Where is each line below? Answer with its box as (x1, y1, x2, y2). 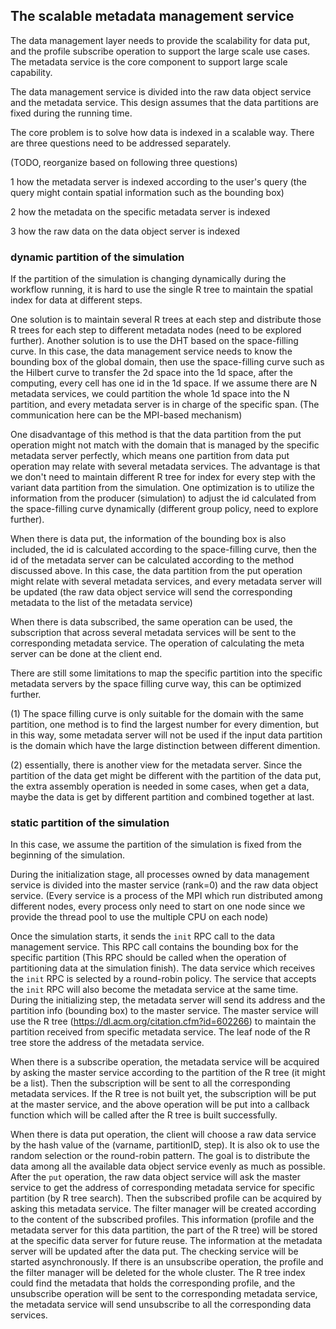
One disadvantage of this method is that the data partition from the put (10, 429, 302, 441)
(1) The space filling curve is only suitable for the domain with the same (10, 708, 304, 720)
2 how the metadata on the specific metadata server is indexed (10, 205, 271, 218)
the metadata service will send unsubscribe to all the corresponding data (10, 1299, 312, 1311)
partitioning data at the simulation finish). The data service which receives (10, 962, 316, 974)
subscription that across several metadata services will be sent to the (10, 627, 297, 639)
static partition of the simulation (10, 816, 170, 830)
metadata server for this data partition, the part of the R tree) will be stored (10, 1224, 318, 1236)
